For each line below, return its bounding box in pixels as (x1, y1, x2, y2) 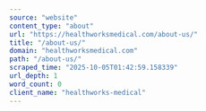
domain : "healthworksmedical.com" (9, 47, 139, 55)
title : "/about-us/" (9, 38, 87, 47)
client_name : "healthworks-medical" (9, 88, 146, 97)
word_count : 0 (9, 80, 63, 89)
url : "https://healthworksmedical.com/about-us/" (9, 30, 199, 38)
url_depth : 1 (9, 72, 58, 81)
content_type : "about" (9, 21, 94, 30)
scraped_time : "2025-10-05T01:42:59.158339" (9, 64, 178, 73)
